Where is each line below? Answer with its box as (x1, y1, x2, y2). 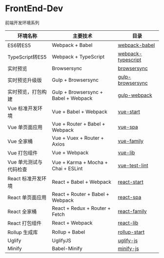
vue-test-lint (118, 162, 148, 169)
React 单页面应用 (7, 194, 47, 201)
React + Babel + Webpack (52, 178, 111, 185)
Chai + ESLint (52, 165, 83, 172)
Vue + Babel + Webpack (52, 108, 107, 115)
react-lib (118, 219, 139, 226)
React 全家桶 (7, 208, 37, 215)
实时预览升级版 (7, 77, 42, 84)
